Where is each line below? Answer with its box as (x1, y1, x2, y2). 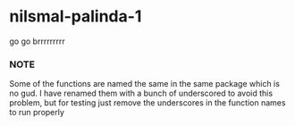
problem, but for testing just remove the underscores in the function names (9, 97, 286, 108)
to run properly (9, 107, 65, 118)
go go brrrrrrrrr (9, 36, 65, 46)
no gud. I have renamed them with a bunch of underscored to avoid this (9, 88, 274, 99)
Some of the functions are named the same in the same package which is (9, 79, 280, 89)
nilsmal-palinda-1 (9, 6, 142, 27)
